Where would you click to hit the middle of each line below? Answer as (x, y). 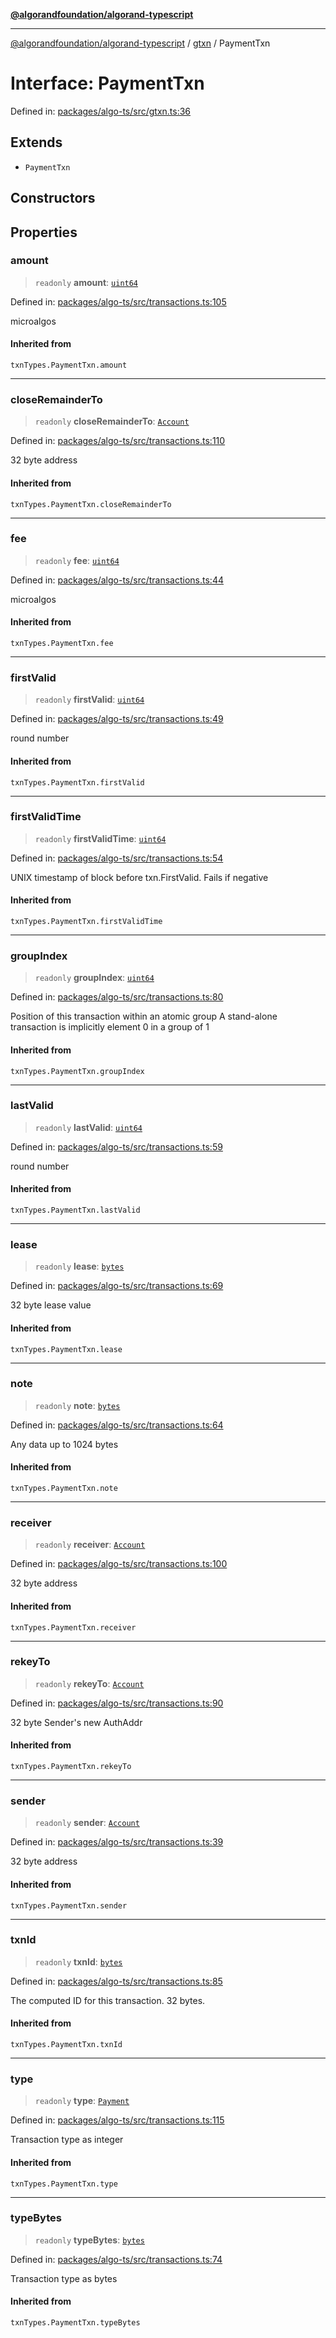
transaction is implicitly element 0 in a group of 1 (110, 1027)
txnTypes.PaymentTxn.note (64, 1489)
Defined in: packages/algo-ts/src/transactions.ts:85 (116, 1981)
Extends (36, 142)
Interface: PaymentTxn (107, 83)
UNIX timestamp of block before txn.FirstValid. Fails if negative (139, 877)
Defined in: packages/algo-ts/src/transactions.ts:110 (118, 441)
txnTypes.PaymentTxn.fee (62, 644)
